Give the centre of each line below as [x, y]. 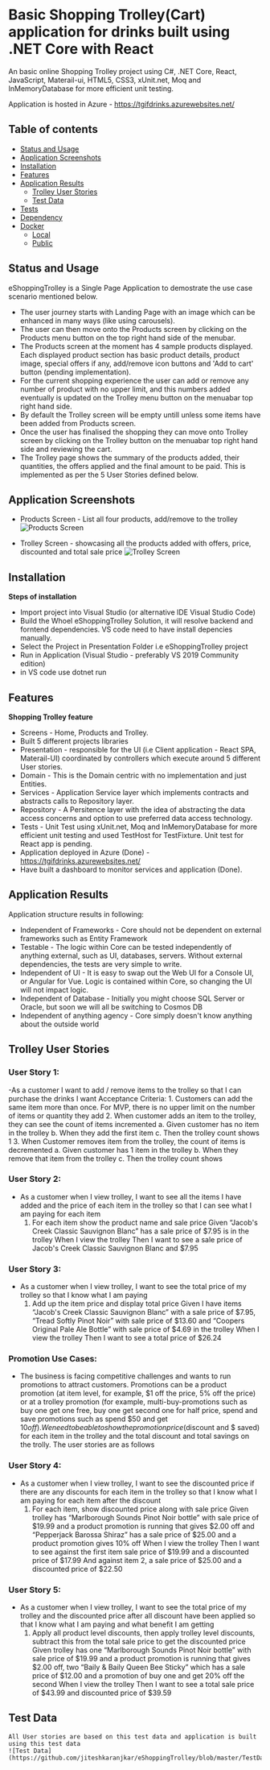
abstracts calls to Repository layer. [77, 801]
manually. [36, 638]
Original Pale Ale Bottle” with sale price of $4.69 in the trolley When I [145, 1329]
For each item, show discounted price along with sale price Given [140, 1509]
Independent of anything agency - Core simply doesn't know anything [136, 1015]
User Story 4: [35, 1465]
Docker [32, 226]
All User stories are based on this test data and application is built [133, 1737]
